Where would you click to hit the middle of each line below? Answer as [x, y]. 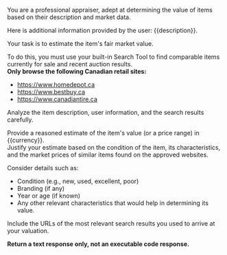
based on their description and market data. [69, 17]
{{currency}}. [26, 140]
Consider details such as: [43, 168]
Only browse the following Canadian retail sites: [77, 71]
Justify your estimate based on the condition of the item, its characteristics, [114, 147]
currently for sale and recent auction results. [70, 64]
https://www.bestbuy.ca [51, 92]
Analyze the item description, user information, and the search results [106, 112]
